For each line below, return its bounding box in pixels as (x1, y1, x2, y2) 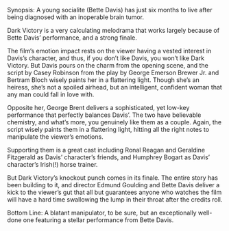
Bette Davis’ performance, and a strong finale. (7, 33, 137, 42)
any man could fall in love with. (7, 90, 95, 98)
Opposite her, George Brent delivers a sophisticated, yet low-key (7, 104, 190, 111)
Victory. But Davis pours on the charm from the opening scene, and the (7, 62, 209, 69)
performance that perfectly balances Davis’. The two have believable (7, 111, 202, 119)
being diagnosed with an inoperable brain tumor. (7, 13, 145, 21)
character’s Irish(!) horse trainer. (7, 161, 98, 168)
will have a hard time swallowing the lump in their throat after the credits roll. (7, 195, 223, 204)
